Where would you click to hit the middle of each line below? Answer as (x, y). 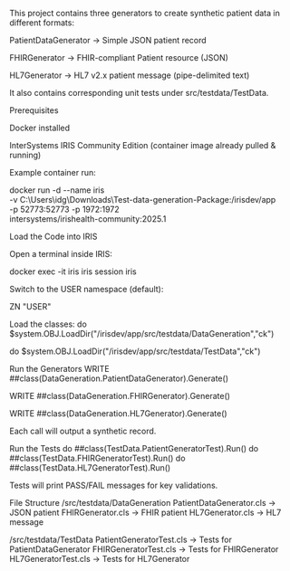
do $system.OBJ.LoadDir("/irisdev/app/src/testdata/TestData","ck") (135, 351)
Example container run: (53, 172)
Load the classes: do (48, 324)
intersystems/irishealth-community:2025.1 (88, 219)
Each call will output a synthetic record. (83, 431)
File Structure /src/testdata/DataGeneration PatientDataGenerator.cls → (143, 503)
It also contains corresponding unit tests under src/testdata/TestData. (139, 93)
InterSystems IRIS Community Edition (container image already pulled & (143, 145)
